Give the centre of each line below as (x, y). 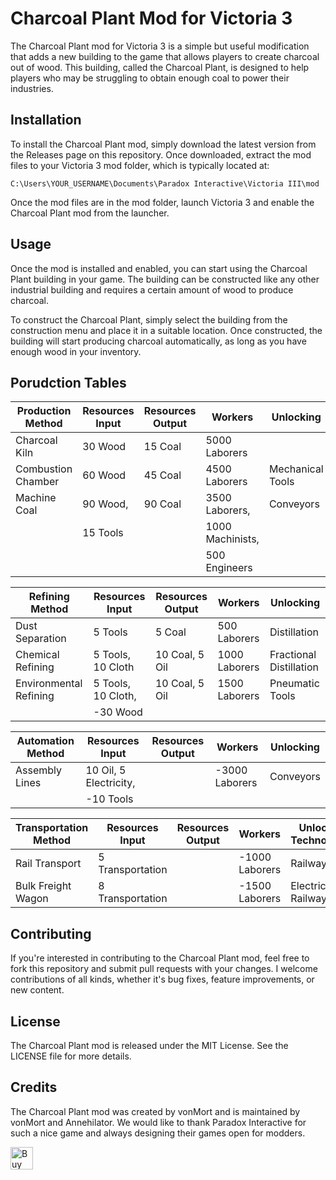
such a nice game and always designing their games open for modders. (158, 1133)
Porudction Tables (68, 382)
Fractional (293, 655)
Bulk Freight (43, 886)
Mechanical (296, 469)
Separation (41, 639)
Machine (36, 498)
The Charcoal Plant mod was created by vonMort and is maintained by (155, 1111)
